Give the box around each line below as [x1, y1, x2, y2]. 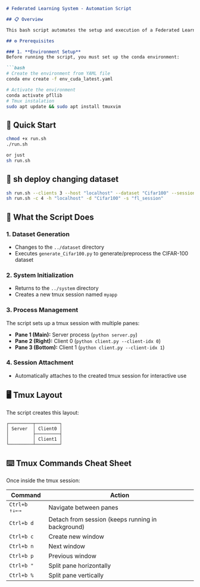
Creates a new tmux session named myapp [14, 291, 118, 298]
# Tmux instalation [6, 98, 55, 104]
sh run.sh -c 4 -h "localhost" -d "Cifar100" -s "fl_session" [6, 196, 164, 202]
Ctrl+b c [9, 533, 34, 540]
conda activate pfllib [6, 92, 62, 98]
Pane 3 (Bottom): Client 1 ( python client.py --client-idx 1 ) [14, 344, 165, 351]
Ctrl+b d [9, 520, 34, 527]
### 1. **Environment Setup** [6, 48, 82, 55]
